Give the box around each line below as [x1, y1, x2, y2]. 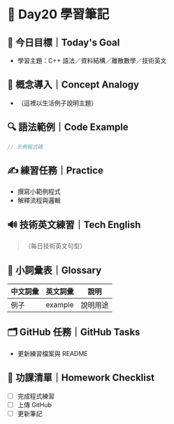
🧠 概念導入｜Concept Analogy [7, 78, 140, 91]
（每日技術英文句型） [24, 242, 86, 250]
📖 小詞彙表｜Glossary [7, 264, 102, 276]
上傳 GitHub [17, 400, 52, 409]
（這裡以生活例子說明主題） [17, 99, 98, 107]
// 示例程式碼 [7, 143, 43, 151]
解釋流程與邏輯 [17, 196, 61, 205]
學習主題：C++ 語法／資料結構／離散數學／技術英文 [17, 57, 167, 64]
